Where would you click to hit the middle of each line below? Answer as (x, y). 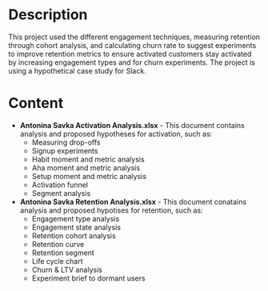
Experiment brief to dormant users (88, 278)
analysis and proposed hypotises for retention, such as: (111, 210)
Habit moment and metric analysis (88, 159)
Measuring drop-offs (66, 142)
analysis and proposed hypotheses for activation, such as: (116, 134)
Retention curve (58, 244)
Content (36, 104)
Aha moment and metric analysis (86, 167)
